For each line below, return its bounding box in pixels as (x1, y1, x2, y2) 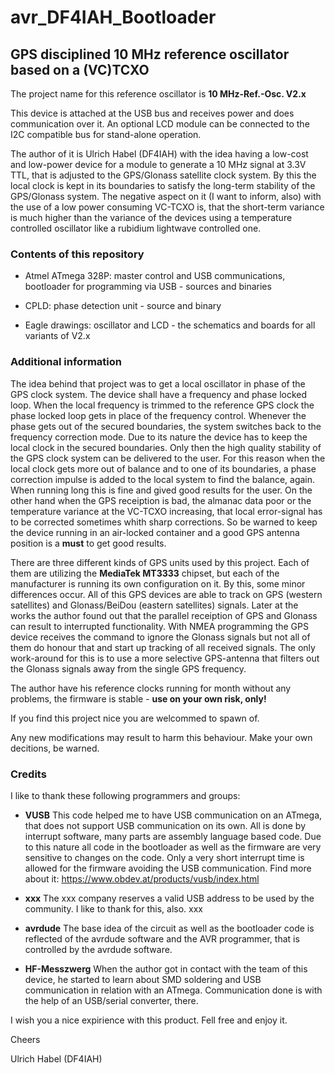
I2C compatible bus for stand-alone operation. (10, 129, 202, 140)
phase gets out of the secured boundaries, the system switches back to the (10, 420, 322, 432)
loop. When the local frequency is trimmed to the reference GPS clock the (10, 399, 315, 411)
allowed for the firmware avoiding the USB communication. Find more (24, 862, 312, 874)
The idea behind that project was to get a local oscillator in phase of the (10, 377, 306, 390)
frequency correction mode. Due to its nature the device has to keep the (10, 431, 308, 443)
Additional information (10, 355, 123, 369)
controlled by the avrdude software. (24, 943, 173, 955)
